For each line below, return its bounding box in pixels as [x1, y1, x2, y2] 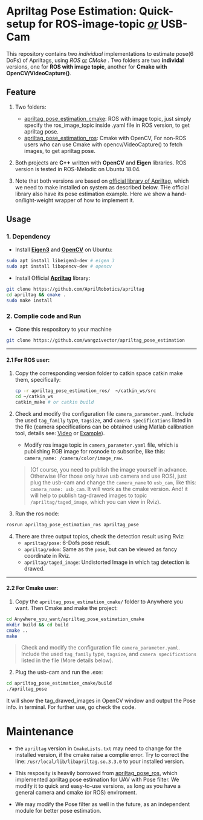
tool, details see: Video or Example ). [14, 429, 105, 436]
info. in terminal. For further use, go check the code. [6, 703, 137, 711]
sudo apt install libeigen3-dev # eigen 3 [6, 258, 115, 264]
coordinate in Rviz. [24, 552, 71, 559]
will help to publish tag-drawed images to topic [30, 492, 147, 499]
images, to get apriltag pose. [24, 147, 95, 154]
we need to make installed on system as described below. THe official [14, 183, 189, 191]
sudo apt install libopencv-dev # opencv [6, 263, 112, 269]
